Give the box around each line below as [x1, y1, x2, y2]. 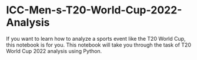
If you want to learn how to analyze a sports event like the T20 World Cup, [6, 35, 186, 42]
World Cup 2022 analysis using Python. [6, 47, 102, 54]
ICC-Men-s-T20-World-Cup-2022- [6, 3, 182, 17]
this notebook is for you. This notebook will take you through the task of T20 [6, 41, 191, 48]
